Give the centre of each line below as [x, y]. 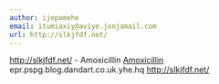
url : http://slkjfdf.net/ [58, 34]
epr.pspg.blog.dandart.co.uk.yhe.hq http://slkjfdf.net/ [109, 70]
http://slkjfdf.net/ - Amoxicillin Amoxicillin [87, 61]
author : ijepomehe [44, 18]
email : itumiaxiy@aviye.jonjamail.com [83, 26]
